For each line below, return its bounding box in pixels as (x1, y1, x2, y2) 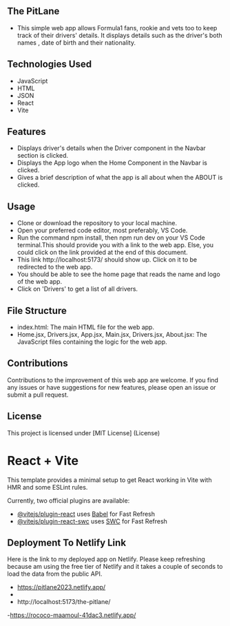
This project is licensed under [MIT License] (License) (7, 428, 160, 437)
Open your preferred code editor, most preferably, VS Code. (17, 227, 188, 235)
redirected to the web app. (17, 263, 93, 271)
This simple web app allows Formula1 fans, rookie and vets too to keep (17, 23, 218, 32)
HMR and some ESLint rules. (7, 483, 88, 491)
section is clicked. (17, 152, 69, 160)
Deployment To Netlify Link (7, 537, 126, 549)
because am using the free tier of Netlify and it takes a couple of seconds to (7, 563, 223, 571)
